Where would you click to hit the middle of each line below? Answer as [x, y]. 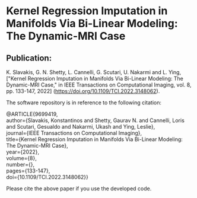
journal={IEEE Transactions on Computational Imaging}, [74, 133]
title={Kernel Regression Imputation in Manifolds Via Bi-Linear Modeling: [94, 139]
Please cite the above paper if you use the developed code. [79, 189]
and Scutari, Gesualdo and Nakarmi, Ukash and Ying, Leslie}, [81, 127]
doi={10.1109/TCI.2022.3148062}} [47, 177]
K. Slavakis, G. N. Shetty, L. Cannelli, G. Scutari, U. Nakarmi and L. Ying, [94, 72]
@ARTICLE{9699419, [32, 114]
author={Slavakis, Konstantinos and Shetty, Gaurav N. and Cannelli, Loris [96, 120]
